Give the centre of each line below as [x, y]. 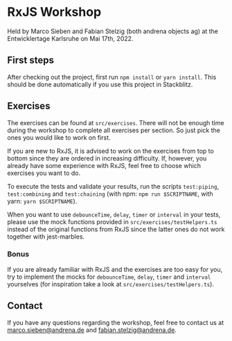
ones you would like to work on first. [59, 137]
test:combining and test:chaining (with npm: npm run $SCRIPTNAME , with [110, 194]
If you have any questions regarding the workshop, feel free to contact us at [116, 322]
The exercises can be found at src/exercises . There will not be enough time [116, 122]
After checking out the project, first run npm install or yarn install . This [112, 77]
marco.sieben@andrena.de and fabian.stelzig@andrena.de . [92, 330]
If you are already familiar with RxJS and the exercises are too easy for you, [115, 269]
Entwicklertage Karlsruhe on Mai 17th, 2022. [70, 38]
